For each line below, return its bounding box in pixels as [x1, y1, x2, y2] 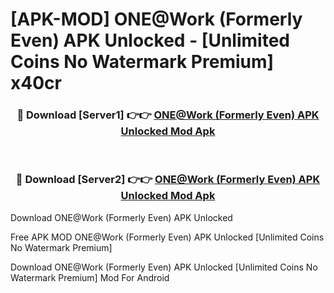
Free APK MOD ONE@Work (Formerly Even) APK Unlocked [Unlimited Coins [10, 231, 325, 243]
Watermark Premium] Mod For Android [10, 271, 170, 283]
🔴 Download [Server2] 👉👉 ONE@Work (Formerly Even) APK [15, 173, 321, 187]
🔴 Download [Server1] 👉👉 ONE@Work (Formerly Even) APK [16, 108, 320, 122]
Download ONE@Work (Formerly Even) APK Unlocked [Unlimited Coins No [10, 261, 318, 273]
